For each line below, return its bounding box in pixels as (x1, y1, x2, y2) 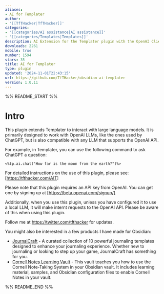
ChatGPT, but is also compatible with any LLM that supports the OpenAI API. (5, 137, 159, 143)
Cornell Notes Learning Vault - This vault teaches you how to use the (12, 259, 151, 265)
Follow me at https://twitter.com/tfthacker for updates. (5, 219, 114, 225)
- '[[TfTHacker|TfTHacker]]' (5, 21, 64, 26)
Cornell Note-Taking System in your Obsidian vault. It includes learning (12, 264, 155, 270)
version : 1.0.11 (5, 80, 38, 85)
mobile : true (5, 48, 32, 53)
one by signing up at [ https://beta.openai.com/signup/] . (5, 189, 117, 196)
